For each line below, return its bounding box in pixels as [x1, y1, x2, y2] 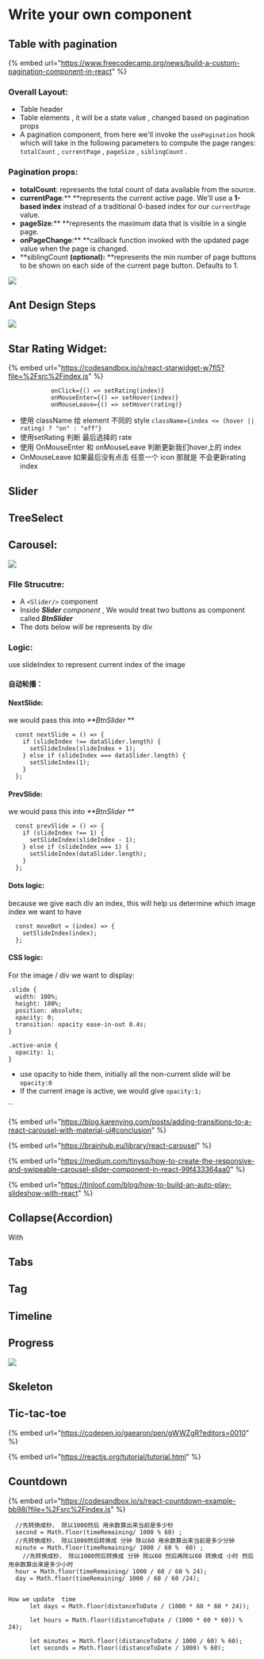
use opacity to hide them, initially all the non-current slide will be [19, 1069, 231, 1078]
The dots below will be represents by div [19, 622, 153, 632]
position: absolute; [15, 1006, 83, 1014]
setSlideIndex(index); [22, 929, 98, 937]
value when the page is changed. [19, 244, 129, 253]
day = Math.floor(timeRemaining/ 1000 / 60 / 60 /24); [15, 1574, 201, 1582]
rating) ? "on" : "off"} [19, 425, 102, 433]
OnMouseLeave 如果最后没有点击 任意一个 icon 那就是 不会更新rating [19, 453, 246, 462]
